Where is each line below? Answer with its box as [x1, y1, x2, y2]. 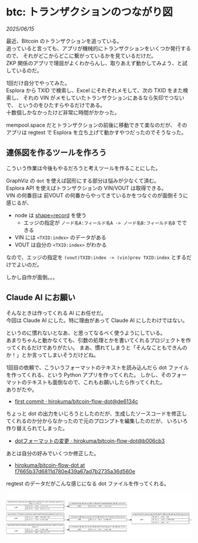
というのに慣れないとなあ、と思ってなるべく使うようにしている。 [6, 329, 166, 336]
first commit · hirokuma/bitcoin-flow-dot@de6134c [14, 397, 138, 404]
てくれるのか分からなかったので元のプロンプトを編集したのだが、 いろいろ [6, 417, 188, 424]
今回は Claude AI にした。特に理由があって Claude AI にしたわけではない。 [6, 317, 188, 324]
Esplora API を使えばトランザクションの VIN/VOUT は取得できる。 [6, 184, 167, 192]
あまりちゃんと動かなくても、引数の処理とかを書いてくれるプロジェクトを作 [6, 337, 192, 344]
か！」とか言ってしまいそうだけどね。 [6, 351, 99, 358]
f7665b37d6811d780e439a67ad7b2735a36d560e [14, 468, 136, 475]
